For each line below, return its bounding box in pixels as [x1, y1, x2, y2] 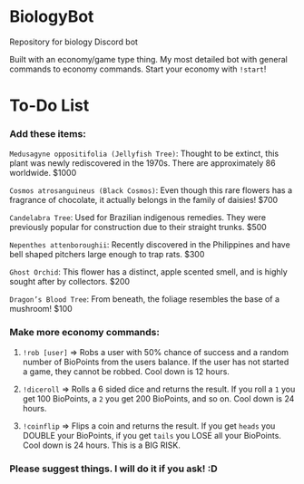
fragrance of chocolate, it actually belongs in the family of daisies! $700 [9, 195, 279, 206]
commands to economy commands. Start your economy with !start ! [9, 63, 267, 74]
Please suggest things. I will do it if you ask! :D [9, 462, 218, 475]
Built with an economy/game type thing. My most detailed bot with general [9, 53, 288, 64]
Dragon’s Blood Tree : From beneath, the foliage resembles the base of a [9, 294, 279, 305]
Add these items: [9, 128, 86, 140]
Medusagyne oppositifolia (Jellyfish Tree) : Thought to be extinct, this [9, 148, 279, 160]
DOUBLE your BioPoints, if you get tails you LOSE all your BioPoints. [22, 430, 281, 440]
